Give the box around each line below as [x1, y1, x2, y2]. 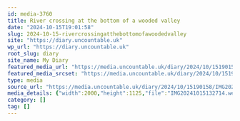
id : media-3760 [7, 10, 53, 18]
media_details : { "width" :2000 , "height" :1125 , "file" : [7, 90, 168, 97]
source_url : [7, 83, 43, 90]
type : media [7, 76, 43, 84]
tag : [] [7, 103, 31, 110]
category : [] [7, 97, 46, 104]
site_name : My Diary [7, 57, 69, 64]
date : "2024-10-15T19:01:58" [7, 23, 94, 31]
